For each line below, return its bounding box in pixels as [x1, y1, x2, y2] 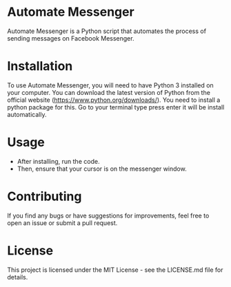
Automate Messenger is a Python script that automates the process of [7, 27, 207, 35]
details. [7, 273, 28, 281]
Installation [7, 59, 73, 74]
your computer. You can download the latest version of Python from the [7, 88, 210, 96]
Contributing [7, 189, 82, 204]
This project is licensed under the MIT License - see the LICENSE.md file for [7, 266, 223, 274]
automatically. [7, 110, 47, 118]
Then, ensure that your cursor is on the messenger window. [17, 164, 188, 173]
